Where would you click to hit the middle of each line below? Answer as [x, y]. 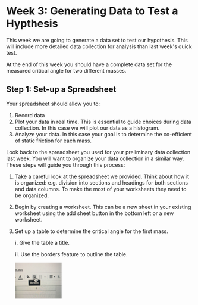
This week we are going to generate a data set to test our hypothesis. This [97, 40]
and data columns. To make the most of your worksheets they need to [100, 189]
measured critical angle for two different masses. [66, 70]
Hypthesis [32, 24]
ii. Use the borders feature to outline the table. [71, 254]
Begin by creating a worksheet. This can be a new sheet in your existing [103, 207]
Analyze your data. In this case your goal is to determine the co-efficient [103, 134]
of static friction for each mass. [53, 141]
